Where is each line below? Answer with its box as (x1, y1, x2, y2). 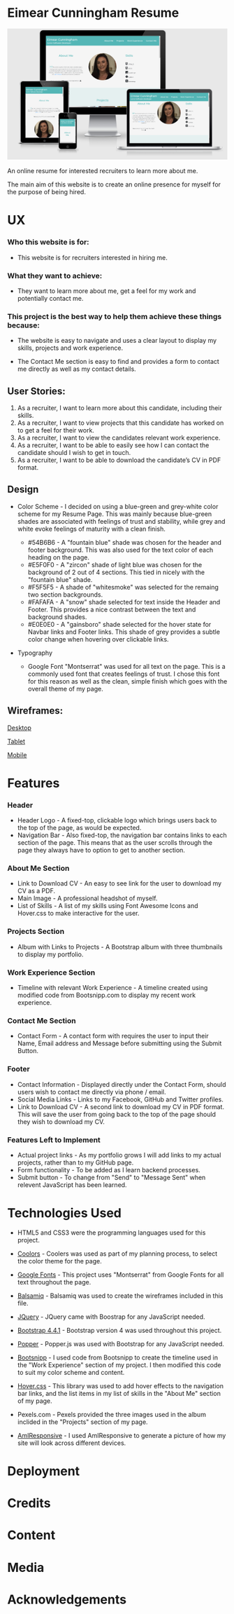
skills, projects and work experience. (17, 344, 124, 352)
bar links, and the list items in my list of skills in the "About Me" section (17, 1389, 221, 1397)
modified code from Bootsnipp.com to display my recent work (17, 991, 196, 1000)
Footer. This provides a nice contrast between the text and (27, 605, 196, 613)
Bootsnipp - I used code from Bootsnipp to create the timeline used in (17, 1353, 219, 1362)
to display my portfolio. (17, 950, 84, 958)
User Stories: (7, 385, 66, 397)
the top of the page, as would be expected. (17, 824, 142, 832)
